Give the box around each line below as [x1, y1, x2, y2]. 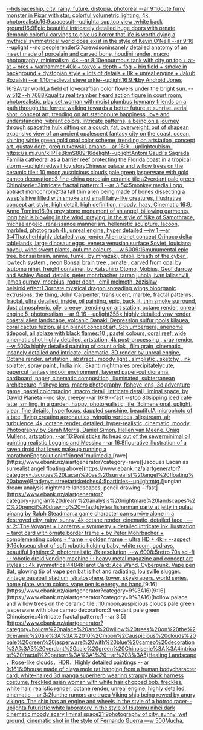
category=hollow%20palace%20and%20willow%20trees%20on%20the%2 [6, 626, 196, 632]
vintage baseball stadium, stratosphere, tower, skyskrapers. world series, [6, 574, 188, 581]
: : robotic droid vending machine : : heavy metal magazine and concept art [6, 555, 193, 562]
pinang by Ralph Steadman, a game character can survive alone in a [6, 510, 175, 517]
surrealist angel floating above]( [6, 465, 86, 472]
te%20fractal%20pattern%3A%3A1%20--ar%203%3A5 [6, 651, 147, 659]
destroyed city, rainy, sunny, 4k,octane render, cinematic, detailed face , [6, 516, 186, 523]
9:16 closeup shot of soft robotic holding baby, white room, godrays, [6, 542, 175, 549]
